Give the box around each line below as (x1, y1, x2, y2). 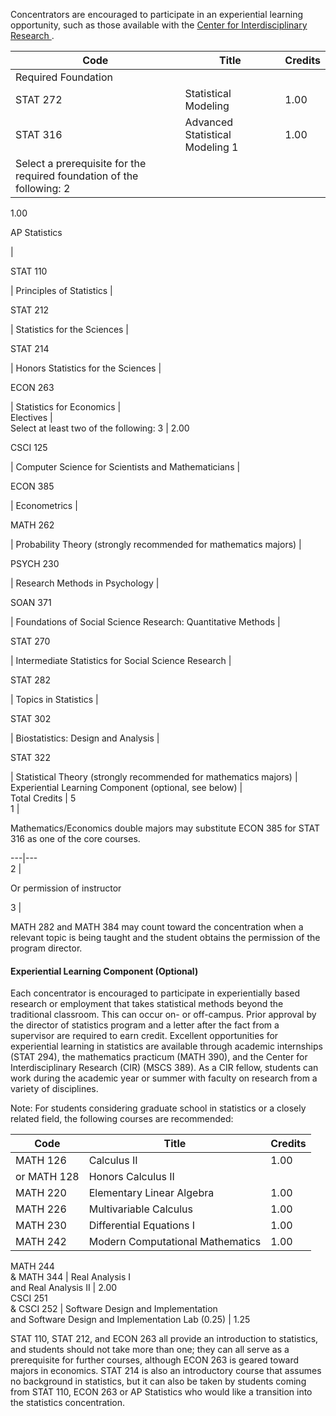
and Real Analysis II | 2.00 (10, 1282, 118, 1294)
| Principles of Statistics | (10, 285, 113, 296)
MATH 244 (10, 1260, 55, 1273)
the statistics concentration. (10, 1397, 125, 1409)
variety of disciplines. (10, 1083, 99, 1095)
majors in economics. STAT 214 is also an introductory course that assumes (10, 1365, 322, 1377)
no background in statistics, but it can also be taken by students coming (10, 1375, 307, 1388)
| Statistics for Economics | (10, 401, 122, 413)
